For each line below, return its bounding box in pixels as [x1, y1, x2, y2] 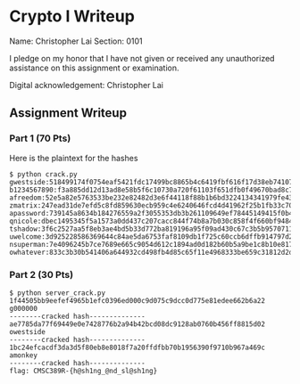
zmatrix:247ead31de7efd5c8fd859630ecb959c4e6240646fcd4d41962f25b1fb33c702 [9, 200, 297, 210]
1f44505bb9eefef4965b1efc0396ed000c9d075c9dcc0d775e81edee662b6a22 [9, 296, 266, 305]
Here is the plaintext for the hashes [9, 152, 138, 163]
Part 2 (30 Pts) [9, 268, 74, 281]
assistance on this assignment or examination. [9, 62, 179, 73]
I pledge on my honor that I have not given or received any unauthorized [9, 53, 275, 63]
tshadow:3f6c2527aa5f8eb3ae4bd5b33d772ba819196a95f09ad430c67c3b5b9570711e [9, 225, 297, 233]
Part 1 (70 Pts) [9, 132, 71, 144]
